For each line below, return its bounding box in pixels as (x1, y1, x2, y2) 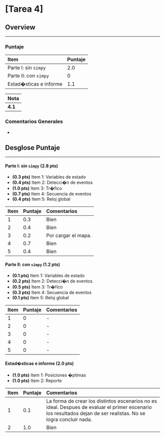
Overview (5, 23, 36, 31)
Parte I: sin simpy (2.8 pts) (5, 163, 58, 169)
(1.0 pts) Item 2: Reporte (12, 378, 62, 384)
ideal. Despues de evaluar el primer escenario (46, 404, 152, 411)
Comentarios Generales (5, 118, 63, 125)
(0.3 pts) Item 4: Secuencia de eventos (12, 289, 92, 295)
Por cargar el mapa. (46, 232, 92, 239)
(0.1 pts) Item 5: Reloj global (12, 294, 69, 300)
